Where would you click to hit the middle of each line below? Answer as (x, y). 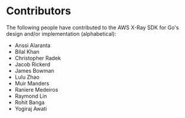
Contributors (39, 11)
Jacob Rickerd (32, 64)
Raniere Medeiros (36, 89)
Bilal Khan (27, 51)
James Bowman (35, 70)
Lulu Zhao (27, 77)
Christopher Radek (38, 58)
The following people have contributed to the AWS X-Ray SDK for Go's (93, 27)
